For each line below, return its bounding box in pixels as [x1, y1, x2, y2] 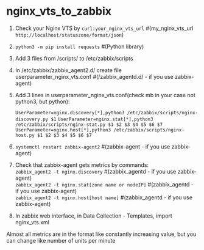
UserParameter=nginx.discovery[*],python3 [15, 109, 125, 116]
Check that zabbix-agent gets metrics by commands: [15, 161, 149, 169]
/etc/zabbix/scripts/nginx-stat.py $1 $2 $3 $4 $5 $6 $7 [15, 121, 163, 128]
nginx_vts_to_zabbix [6, 4, 111, 18]
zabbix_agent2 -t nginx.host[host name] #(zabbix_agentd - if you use [15, 194, 193, 201]
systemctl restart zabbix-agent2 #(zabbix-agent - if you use [15, 142, 171, 150]
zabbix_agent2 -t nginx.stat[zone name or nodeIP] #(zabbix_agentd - [15, 180, 194, 188]
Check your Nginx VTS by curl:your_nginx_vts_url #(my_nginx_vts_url [15, 24, 194, 32]
